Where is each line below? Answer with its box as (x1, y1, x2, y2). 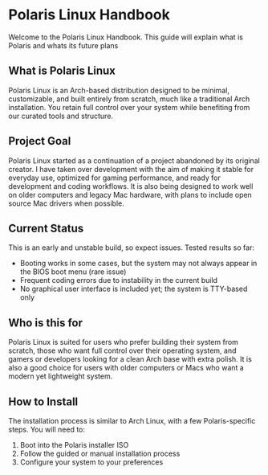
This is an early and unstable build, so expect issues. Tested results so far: (8, 243, 255, 252)
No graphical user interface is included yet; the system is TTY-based (19, 284, 248, 294)
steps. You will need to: (8, 424, 86, 434)
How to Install (8, 395, 79, 408)
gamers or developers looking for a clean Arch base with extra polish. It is (8, 354, 253, 364)
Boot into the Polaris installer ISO (19, 440, 129, 449)
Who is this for (8, 316, 83, 330)
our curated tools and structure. (8, 111, 114, 121)
